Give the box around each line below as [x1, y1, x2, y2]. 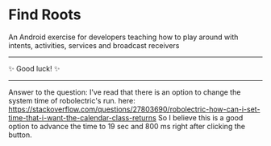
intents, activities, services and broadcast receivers [8, 40, 180, 50]
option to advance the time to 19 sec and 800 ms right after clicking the [8, 121, 246, 131]
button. [8, 130, 32, 140]
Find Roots [8, 6, 81, 24]
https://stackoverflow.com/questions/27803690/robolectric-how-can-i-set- [8, 104, 261, 114]
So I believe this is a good [157, 112, 244, 122]
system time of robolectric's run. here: [8, 95, 135, 105]
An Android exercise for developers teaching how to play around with [8, 32, 239, 42]
